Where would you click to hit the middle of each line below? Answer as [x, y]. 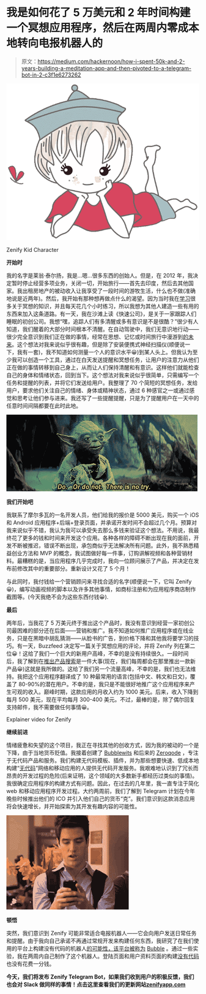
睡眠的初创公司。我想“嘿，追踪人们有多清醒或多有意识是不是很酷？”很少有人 [102, 321]
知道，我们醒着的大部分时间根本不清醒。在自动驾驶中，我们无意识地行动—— [103, 329]
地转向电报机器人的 [55, 43]
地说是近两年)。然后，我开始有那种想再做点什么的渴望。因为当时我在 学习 [98, 298]
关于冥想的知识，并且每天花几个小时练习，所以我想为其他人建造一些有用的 [105, 306]
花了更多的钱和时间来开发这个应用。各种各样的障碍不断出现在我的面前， [102, 537]
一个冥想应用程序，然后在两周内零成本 [103, 28]
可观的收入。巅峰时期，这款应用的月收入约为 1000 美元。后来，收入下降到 [105, 692]
